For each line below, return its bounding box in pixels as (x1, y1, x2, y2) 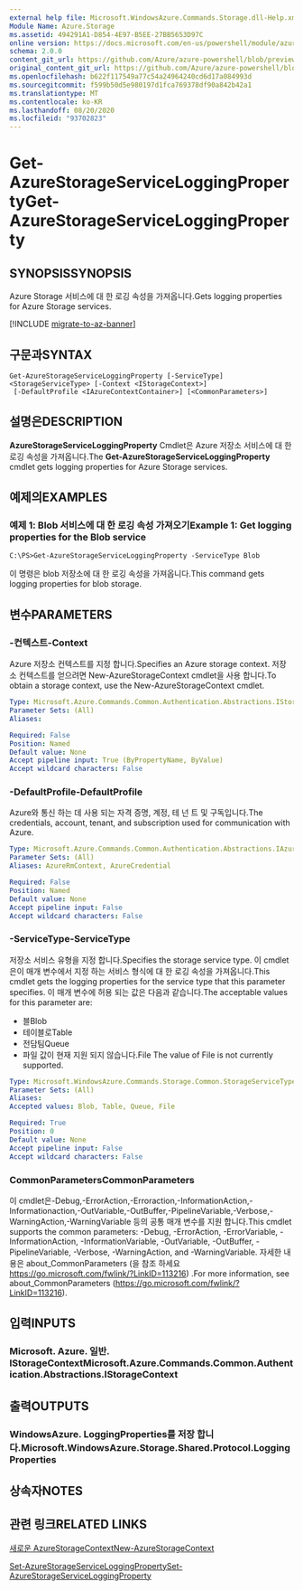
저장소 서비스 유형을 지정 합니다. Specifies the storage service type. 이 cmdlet (9, 955, 289, 965)
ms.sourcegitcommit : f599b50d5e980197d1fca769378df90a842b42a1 (9, 80, 252, 89)
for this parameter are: (9, 996, 93, 1008)
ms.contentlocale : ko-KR (9, 97, 103, 107)
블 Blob (22, 1015, 48, 1026)
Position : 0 (9, 1127, 54, 1136)
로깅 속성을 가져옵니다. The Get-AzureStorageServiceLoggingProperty (9, 451, 271, 462)
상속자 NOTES (9, 1483, 84, 1499)
